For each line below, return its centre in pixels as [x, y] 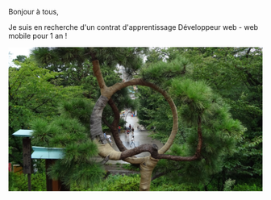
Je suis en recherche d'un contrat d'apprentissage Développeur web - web [133, 27]
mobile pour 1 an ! [38, 36]
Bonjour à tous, [33, 12]
